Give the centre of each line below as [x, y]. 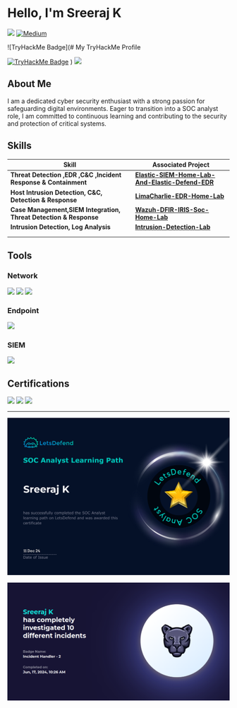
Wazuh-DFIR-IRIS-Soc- [172, 209]
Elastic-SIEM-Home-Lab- [175, 175]
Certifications [38, 383]
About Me [29, 84]
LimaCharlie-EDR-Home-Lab [180, 196]
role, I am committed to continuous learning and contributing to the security [117, 116]
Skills [19, 146]
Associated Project [181, 165]
